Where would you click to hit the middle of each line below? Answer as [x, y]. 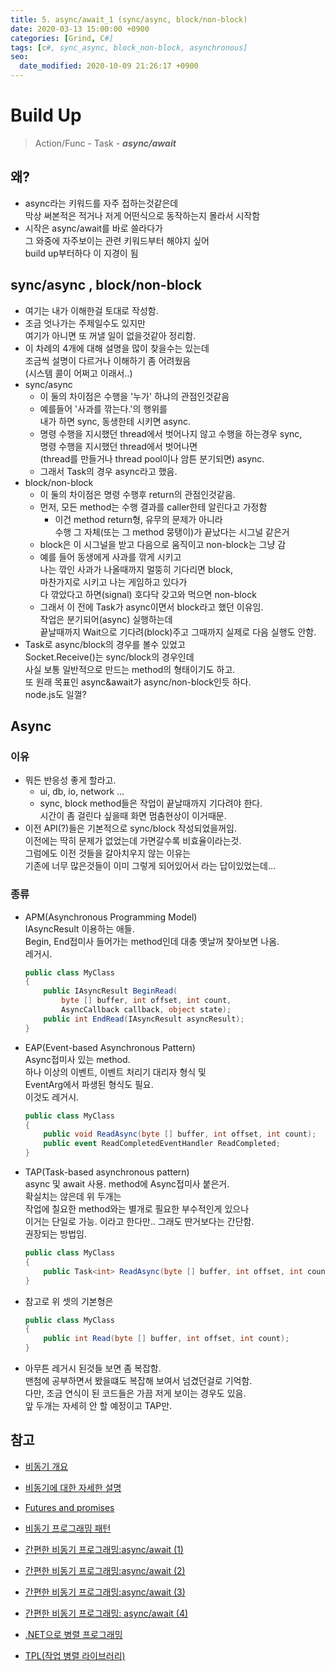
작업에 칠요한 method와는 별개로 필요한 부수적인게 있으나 [137, 1209]
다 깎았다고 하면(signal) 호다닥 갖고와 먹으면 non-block [148, 594]
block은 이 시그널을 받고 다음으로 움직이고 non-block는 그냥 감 [163, 544]
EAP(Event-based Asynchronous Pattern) [110, 1047]
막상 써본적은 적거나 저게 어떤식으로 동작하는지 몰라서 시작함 [142, 215]
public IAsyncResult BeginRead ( [110, 991]
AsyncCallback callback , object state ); [146, 1010]
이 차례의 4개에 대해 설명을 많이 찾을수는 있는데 [117, 348]
